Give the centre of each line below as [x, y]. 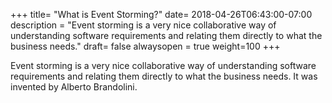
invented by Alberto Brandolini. [74, 87]
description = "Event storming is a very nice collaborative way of [143, 25]
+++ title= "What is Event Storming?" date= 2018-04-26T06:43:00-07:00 [161, 14]
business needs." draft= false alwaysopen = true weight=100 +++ [145, 46]
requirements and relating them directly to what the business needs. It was [164, 76]
